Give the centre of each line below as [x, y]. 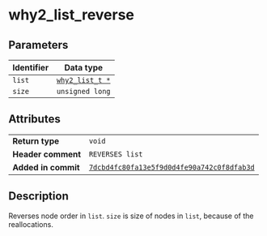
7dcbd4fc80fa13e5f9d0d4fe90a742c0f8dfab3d [172, 167]
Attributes [34, 119]
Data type [84, 68]
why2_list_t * [83, 80]
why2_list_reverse [72, 15]
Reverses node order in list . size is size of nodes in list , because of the [131, 216]
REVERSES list [116, 154]
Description [38, 196]
